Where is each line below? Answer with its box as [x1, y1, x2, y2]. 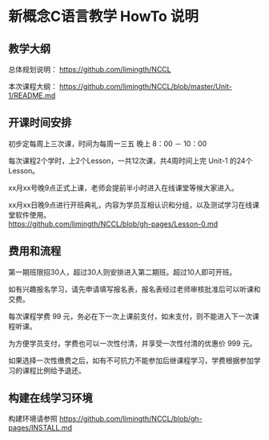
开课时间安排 [8, 116, 72, 129]
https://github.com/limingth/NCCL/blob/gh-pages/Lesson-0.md [8, 218, 219, 229]
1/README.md [8, 91, 56, 100]
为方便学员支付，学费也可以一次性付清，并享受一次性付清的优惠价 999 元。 [8, 338, 257, 348]
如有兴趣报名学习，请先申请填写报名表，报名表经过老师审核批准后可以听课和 [8, 284, 261, 294]
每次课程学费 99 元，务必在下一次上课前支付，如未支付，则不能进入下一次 [8, 311, 253, 321]
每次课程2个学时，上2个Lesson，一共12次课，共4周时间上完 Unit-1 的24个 [8, 156, 253, 165]
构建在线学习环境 [8, 391, 93, 405]
